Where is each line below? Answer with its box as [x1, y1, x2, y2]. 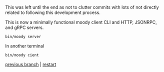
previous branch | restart [5, 61, 56, 67]
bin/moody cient [5, 52, 39, 57]
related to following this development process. [5, 9, 101, 15]
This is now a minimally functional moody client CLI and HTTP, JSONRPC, [5, 19, 157, 25]
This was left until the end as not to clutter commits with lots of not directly [5, 4, 159, 10]
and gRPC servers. [5, 24, 44, 30]
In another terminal [5, 43, 44, 49]
